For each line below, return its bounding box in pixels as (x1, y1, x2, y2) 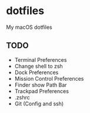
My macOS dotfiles (6, 24, 52, 31)
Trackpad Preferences (14, 87, 69, 95)
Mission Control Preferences (14, 75, 84, 82)
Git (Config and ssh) (14, 100, 64, 107)
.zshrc (14, 94, 31, 101)
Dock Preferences (14, 69, 59, 76)
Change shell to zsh (14, 62, 63, 69)
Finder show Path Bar (14, 81, 67, 88)
